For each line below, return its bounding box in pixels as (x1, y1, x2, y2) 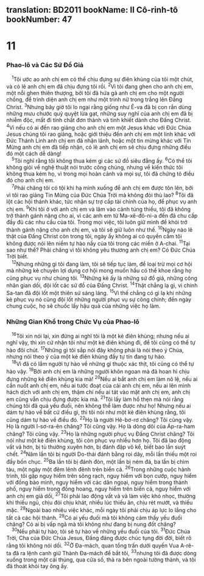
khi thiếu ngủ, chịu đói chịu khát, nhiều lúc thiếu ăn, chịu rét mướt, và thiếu (6, 499, 193, 507)
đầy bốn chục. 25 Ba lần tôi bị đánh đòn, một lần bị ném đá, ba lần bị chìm (6, 457, 189, 465)
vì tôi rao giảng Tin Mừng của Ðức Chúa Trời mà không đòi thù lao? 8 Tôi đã (6, 190, 194, 199)
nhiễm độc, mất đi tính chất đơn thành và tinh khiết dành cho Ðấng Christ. (6, 116, 192, 124)
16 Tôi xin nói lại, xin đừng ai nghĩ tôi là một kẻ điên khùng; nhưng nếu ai (12, 332, 190, 340)
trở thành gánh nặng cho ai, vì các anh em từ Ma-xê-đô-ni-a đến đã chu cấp (6, 212, 198, 219)
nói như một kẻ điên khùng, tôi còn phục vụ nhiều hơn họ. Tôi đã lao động (6, 436, 191, 444)
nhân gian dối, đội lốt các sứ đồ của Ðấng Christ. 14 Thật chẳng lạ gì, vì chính (6, 280, 198, 289)
